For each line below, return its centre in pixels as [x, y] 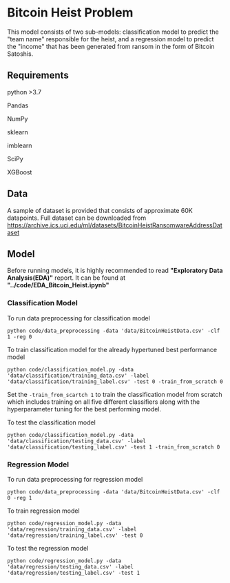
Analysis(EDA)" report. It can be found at [66, 278]
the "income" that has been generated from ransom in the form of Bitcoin [111, 46]
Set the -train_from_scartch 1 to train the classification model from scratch [115, 394]
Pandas [18, 105]
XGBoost [20, 172]
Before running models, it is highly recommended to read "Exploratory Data [115, 271]
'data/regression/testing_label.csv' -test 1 [73, 573]
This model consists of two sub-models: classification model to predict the [113, 32]
